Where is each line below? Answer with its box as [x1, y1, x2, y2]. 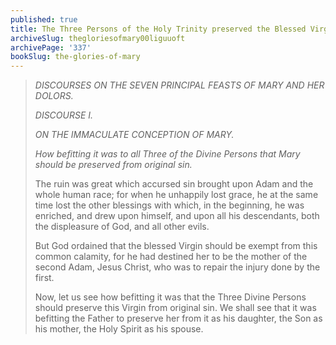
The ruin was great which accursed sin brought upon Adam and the [34, 178, 314, 190]
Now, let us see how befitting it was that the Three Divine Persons [34, 291, 307, 303]
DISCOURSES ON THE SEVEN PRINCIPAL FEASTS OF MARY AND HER [34, 79, 325, 91]
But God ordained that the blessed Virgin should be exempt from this [34, 240, 318, 252]
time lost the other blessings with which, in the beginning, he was [34, 199, 305, 211]
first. [34, 272, 55, 284]
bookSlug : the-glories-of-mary [10, 52, 141, 62]
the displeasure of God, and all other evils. [34, 221, 210, 233]
